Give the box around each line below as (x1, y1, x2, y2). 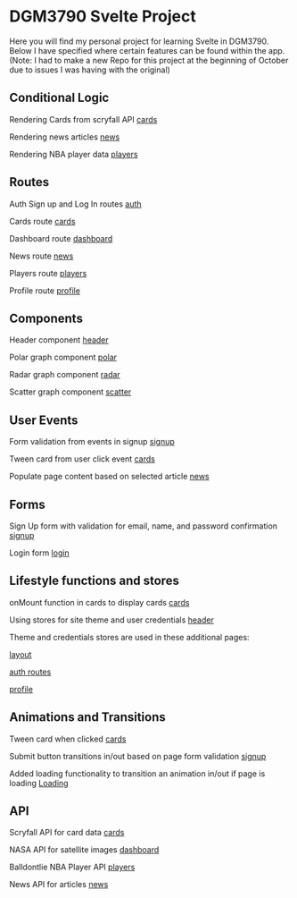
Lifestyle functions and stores (9, 573, 180, 589)
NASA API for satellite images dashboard (9, 844, 160, 855)
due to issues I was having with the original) (9, 64, 171, 75)
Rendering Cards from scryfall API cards (9, 114, 158, 124)
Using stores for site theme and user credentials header (9, 614, 214, 625)
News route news (9, 250, 74, 261)
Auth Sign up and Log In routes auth (9, 199, 142, 209)
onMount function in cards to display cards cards (9, 597, 190, 607)
